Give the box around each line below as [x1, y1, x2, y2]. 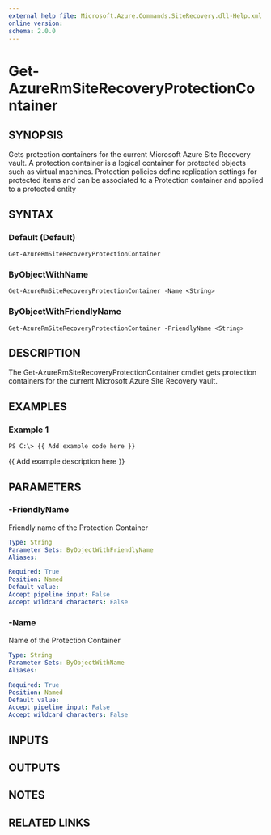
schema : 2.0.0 [8, 27, 57, 35]
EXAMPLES [8, 400, 67, 413]
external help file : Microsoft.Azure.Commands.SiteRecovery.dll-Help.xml [8, 11, 263, 20]
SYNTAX [8, 207, 54, 221]
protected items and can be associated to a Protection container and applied [8, 176, 264, 185]
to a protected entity [8, 184, 77, 194]
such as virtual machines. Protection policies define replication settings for [8, 167, 257, 176]
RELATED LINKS [8, 816, 91, 829]
